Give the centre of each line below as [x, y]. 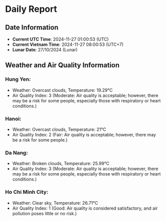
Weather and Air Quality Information [62, 65]
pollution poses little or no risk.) [44, 213]
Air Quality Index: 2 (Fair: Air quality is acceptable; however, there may [84, 134]
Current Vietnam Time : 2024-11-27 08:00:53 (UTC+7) [68, 44]
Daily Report [31, 9]
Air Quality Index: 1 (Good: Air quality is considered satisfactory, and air [85, 208]
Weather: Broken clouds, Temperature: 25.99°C [61, 164]
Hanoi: [13, 119]
